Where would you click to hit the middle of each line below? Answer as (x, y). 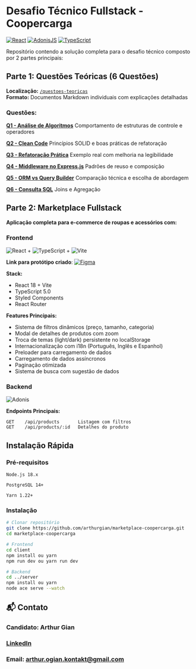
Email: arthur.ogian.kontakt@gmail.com (65, 659)
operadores (20, 132)
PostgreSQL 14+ (25, 485)
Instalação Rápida (40, 445)
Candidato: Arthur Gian (41, 627)
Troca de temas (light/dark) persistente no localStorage (83, 340)
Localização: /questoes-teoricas (47, 91)
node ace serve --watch (36, 588)
